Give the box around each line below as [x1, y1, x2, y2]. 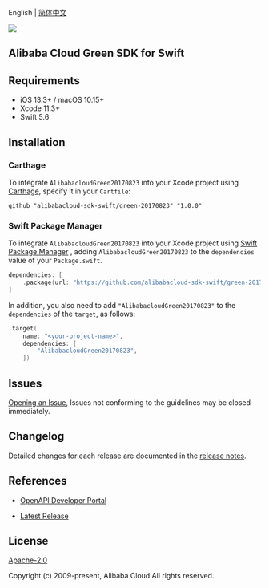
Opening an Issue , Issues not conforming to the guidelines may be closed [8, 398, 251, 408]
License [8, 534, 49, 548]
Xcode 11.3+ [19, 103, 60, 113]
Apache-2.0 [8, 555, 48, 565]
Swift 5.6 [19, 112, 50, 122]
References [8, 474, 67, 488]
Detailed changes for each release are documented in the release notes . [8, 451, 247, 460]
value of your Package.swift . [8, 256, 102, 266]
